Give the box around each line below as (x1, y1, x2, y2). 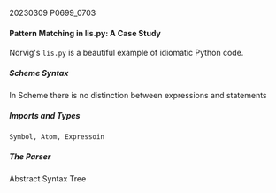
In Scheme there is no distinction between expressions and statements (9, 90, 267, 101)
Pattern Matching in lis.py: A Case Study (9, 27, 162, 38)
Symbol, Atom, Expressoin (9, 133, 104, 142)
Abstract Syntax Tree (9, 174, 87, 184)
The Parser (9, 151, 51, 162)
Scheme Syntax (9, 67, 69, 78)
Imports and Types (9, 110, 80, 120)
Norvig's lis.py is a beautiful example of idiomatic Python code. (9, 48, 244, 58)
